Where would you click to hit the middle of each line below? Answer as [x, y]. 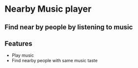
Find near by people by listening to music [69, 27]
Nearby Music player [48, 9]
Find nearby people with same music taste [55, 61]
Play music [23, 55]
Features [18, 43]
